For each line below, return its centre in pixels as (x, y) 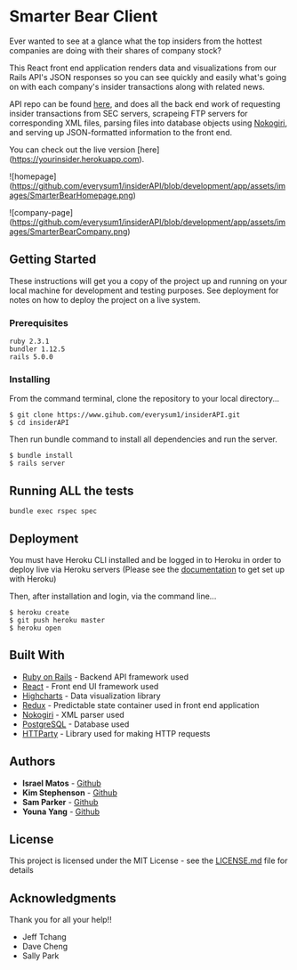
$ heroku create (39, 612)
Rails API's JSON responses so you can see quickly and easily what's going (148, 77)
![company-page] (41, 212)
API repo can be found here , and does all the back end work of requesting (145, 103)
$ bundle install (41, 456)
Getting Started (53, 260)
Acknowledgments (63, 898)
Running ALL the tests (72, 490)
